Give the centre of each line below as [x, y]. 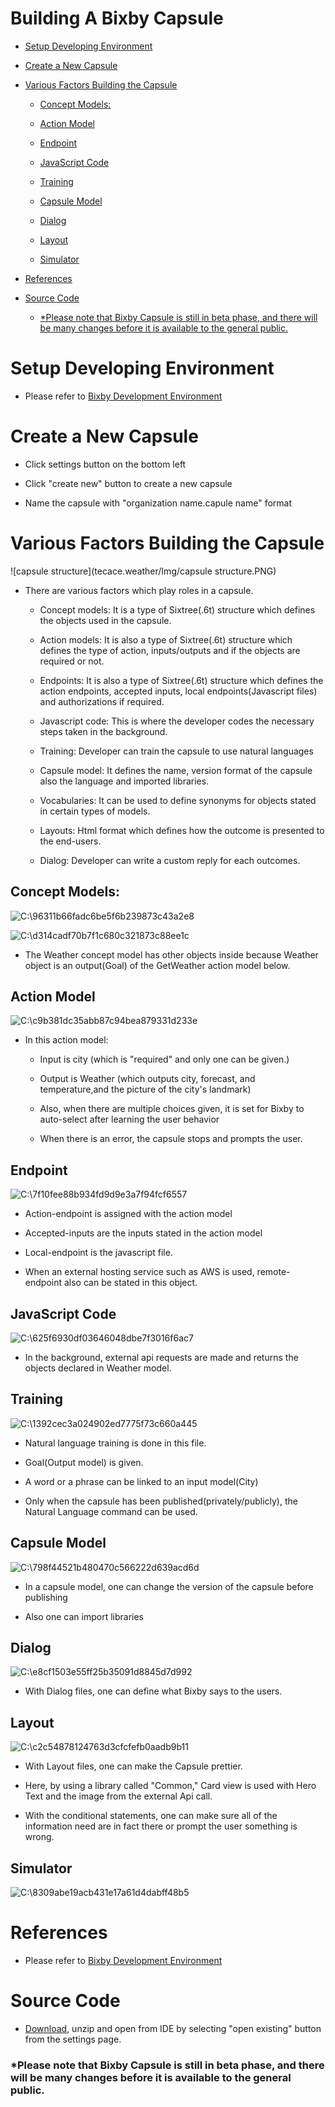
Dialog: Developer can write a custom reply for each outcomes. [170, 860]
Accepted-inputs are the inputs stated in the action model [143, 1233]
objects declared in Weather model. [98, 1368]
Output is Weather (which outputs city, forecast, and [147, 1079]
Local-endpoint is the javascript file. [98, 1253]
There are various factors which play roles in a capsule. [139, 590]
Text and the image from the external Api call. [118, 1796]
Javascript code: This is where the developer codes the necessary [177, 721]
